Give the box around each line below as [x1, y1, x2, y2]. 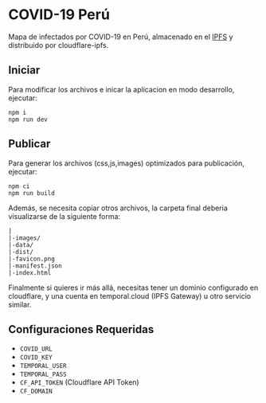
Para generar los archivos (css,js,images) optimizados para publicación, [8, 158, 245, 168]
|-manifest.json [8, 261, 62, 270]
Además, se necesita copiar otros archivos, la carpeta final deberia [8, 203, 229, 213]
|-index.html [8, 268, 52, 276]
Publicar [8, 137, 51, 151]
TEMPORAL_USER [19, 362, 67, 370]
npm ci [8, 182, 30, 190]
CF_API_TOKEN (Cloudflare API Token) [19, 378, 139, 387]
